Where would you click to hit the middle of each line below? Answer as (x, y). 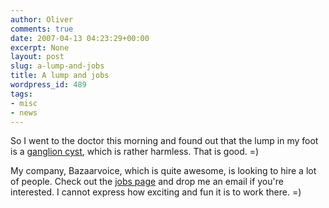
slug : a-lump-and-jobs (57, 66)
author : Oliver (42, 19)
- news (24, 112)
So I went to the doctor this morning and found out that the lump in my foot (164, 141)
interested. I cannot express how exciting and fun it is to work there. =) (156, 192)
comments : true (42, 29)
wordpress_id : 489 (48, 85)
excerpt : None (40, 47)
